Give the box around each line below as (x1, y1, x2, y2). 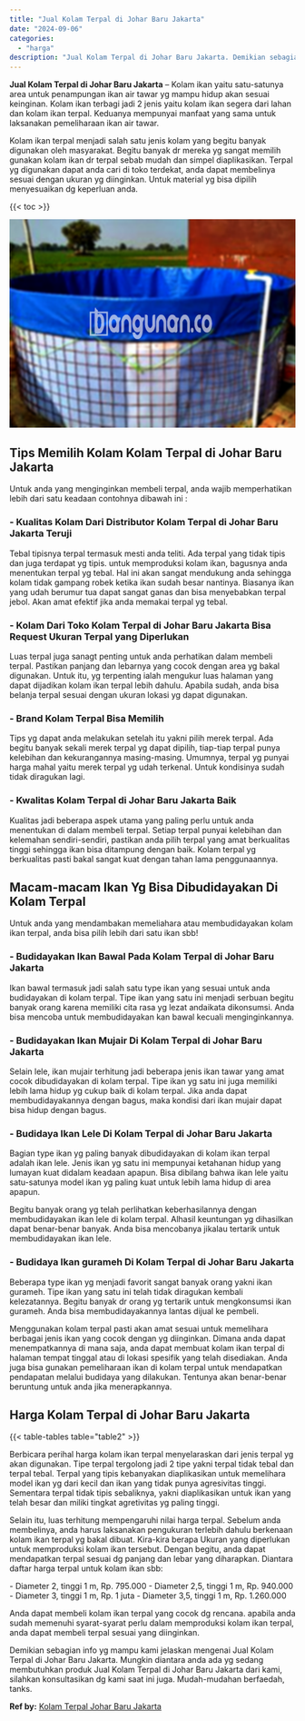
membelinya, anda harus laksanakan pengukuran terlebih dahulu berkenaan (9, 1525, 293, 1536)
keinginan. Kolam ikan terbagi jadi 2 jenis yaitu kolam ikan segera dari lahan (9, 98, 292, 109)
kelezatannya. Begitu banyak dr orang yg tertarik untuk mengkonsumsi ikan (9, 1296, 292, 1307)
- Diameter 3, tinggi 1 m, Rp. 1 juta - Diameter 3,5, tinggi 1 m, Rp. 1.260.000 (9, 1590, 287, 1601)
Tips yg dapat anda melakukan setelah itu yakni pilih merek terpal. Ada (9, 732, 274, 744)
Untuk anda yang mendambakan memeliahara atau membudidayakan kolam (9, 918, 293, 929)
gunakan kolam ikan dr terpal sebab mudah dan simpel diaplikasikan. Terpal (9, 154, 293, 165)
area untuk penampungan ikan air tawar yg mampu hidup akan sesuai (9, 89, 270, 100)
